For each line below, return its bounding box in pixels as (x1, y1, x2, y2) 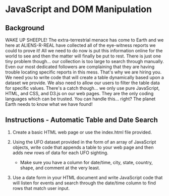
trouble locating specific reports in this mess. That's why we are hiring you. (5, 69, 162, 75)
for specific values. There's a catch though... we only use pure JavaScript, (5, 85, 160, 91)
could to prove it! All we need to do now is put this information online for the (5, 48, 163, 53)
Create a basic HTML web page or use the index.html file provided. (12, 129, 152, 135)
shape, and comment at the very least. (20, 165, 100, 171)
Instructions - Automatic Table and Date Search (5, 116, 158, 124)
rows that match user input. (12, 185, 70, 191)
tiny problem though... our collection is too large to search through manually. (5, 58, 164, 64)
